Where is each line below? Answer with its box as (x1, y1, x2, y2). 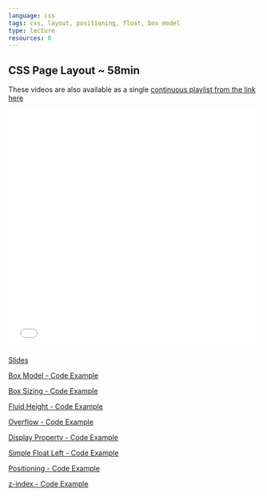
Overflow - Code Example (8, 417, 94, 427)
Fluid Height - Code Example (8, 402, 104, 411)
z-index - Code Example (8, 479, 89, 489)
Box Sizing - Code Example (8, 387, 98, 396)
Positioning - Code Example (8, 464, 100, 474)
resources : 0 (8, 34, 52, 42)
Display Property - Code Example (8, 433, 118, 442)
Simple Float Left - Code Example (8, 448, 119, 458)
